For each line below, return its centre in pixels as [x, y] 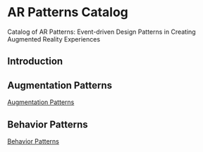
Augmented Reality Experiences [54, 39]
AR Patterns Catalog [68, 12]
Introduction [35, 62]
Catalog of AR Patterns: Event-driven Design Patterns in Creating [101, 32]
